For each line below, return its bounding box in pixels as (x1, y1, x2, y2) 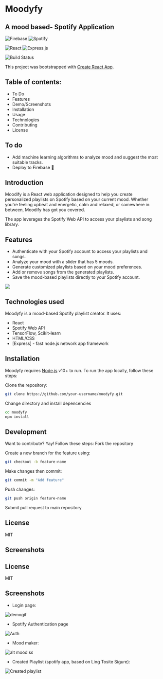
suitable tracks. (12, 159, 43, 165)
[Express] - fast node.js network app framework (12, 340, 109, 346)
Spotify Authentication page (12, 621, 69, 627)
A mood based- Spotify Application (5, 23, 114, 31)
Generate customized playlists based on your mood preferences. (12, 264, 143, 270)
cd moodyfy (5, 410, 27, 414)
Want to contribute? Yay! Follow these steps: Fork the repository (5, 441, 134, 447)
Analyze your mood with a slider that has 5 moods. (12, 259, 114, 265)
